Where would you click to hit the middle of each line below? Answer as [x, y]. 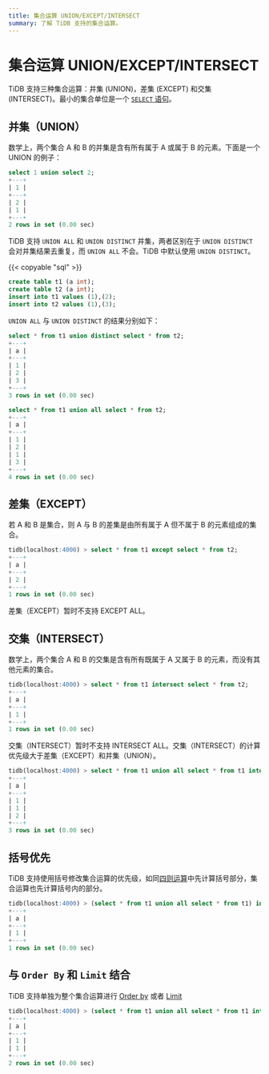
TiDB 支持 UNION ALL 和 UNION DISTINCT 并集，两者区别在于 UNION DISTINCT [131, 241]
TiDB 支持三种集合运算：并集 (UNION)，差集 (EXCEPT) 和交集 [110, 89]
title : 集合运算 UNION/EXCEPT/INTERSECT [74, 16]
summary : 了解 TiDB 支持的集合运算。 [65, 23]
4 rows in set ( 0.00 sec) [51, 477]
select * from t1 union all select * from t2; [87, 410]
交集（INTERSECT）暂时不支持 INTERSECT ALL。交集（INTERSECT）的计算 [134, 745]
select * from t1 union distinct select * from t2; [96, 336]
